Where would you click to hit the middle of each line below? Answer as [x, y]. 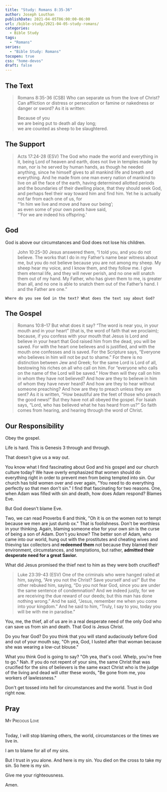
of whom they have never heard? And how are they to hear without [86, 384]
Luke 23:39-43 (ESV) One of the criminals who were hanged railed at [88, 575]
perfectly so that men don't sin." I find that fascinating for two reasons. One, [83, 488]
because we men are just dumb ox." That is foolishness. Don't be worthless [83, 524]
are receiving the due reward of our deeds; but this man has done [85, 596]
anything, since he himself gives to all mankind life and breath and [85, 172]
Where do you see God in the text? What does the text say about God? [80, 298]
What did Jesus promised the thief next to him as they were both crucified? [82, 565]
